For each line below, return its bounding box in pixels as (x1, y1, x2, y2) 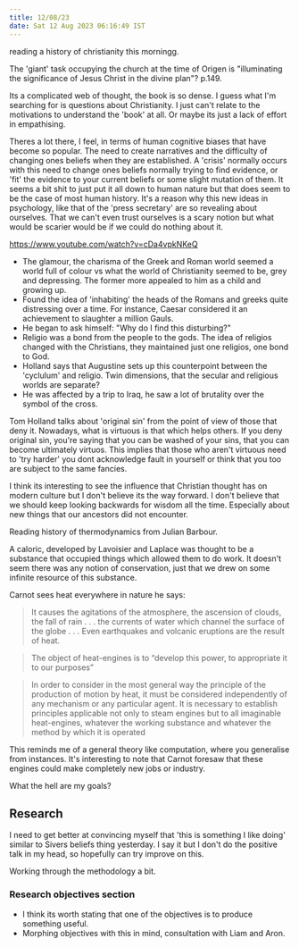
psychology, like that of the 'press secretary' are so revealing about (9, 202, 257, 213)
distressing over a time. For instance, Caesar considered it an (21, 303, 248, 314)
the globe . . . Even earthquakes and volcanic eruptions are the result (30, 625, 286, 636)
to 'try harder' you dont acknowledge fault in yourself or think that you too (9, 453, 282, 465)
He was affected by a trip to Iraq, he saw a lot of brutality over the (21, 389, 265, 399)
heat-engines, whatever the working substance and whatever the (30, 717, 272, 728)
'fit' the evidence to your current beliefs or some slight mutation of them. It (9, 173, 284, 184)
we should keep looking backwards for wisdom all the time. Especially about (9, 499, 290, 510)
